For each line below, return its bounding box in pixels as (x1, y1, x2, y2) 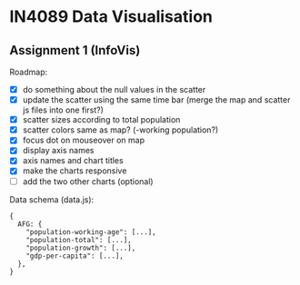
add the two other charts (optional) (22, 175, 154, 187)
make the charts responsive (22, 165, 127, 176)
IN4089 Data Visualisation (9, 6, 214, 27)
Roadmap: (9, 66, 48, 77)
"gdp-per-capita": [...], (25, 251, 125, 260)
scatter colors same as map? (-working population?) (22, 124, 219, 135)
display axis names (22, 145, 95, 156)
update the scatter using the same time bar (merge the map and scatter (22, 94, 291, 105)
